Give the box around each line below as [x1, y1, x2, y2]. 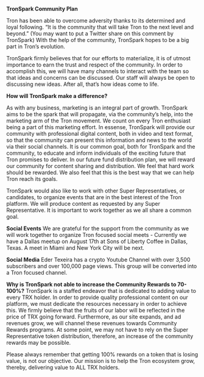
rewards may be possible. [6, 339, 71, 346]
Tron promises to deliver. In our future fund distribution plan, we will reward [6, 156, 195, 163]
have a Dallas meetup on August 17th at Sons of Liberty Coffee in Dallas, [6, 238, 188, 245]
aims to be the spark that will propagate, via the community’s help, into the [6, 111, 194, 118]
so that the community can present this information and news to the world [6, 136, 192, 144]
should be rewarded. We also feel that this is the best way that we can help [6, 169, 195, 176]
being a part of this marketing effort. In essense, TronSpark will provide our [6, 124, 195, 130]
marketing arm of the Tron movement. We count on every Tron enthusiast [6, 117, 191, 124]
